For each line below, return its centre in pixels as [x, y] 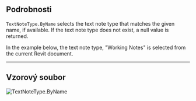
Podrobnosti [29, 10]
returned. [17, 36]
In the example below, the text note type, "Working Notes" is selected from [96, 47]
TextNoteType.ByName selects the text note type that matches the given [90, 23]
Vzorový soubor [36, 77]
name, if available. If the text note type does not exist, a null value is [87, 30]
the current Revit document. [40, 53]
